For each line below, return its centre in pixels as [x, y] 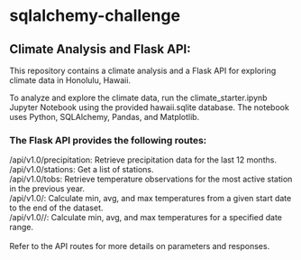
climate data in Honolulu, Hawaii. [70, 80]
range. [22, 227]
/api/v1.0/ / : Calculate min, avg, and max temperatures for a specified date [146, 218]
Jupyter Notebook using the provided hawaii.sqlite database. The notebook [150, 107]
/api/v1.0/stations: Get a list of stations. [82, 170]
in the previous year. [47, 189]
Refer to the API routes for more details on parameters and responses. [140, 246]
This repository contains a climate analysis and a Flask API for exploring [143, 70]
